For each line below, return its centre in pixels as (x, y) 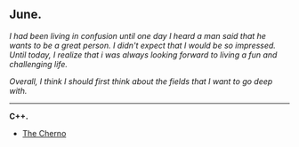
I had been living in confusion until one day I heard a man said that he (138, 35)
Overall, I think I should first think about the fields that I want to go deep (141, 81)
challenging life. (39, 64)
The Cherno (44, 133)
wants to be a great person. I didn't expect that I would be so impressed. (142, 45)
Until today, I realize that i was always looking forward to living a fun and (143, 54)
